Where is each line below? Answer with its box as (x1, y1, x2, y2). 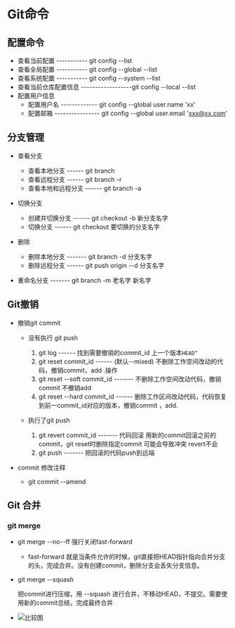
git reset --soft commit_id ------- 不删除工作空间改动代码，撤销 (38, 375, 222, 383)
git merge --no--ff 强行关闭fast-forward (17, 537, 133, 546)
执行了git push (27, 415, 70, 425)
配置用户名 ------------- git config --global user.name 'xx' (27, 100, 196, 109)
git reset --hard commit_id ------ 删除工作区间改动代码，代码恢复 (38, 392, 227, 401)
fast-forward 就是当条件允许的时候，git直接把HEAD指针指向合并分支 (27, 552, 226, 561)
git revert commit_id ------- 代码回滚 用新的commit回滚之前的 (38, 431, 217, 439)
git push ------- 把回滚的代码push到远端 (38, 448, 155, 457)
